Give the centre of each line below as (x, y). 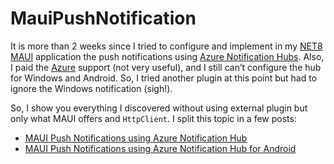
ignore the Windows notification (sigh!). (91, 88)
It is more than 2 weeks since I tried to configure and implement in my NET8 (166, 46)
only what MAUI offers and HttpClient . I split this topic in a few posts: (153, 118)
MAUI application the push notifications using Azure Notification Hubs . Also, (167, 56)
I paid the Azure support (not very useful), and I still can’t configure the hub (166, 67)
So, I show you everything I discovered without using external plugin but (159, 108)
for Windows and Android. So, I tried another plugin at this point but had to (164, 78)
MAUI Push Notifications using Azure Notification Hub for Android (160, 148)
